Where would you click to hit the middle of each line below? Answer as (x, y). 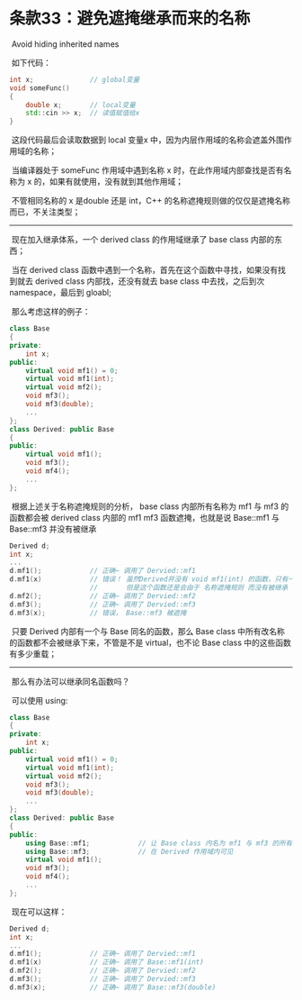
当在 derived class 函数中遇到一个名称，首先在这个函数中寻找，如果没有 (145, 270)
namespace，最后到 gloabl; (61, 293)
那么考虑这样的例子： (51, 312)
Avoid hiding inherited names (65, 44)
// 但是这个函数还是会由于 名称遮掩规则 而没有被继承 (189, 588)
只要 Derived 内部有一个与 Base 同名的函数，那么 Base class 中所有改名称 (148, 631)
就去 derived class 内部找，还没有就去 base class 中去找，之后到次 (141, 281)
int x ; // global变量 (75, 79)
